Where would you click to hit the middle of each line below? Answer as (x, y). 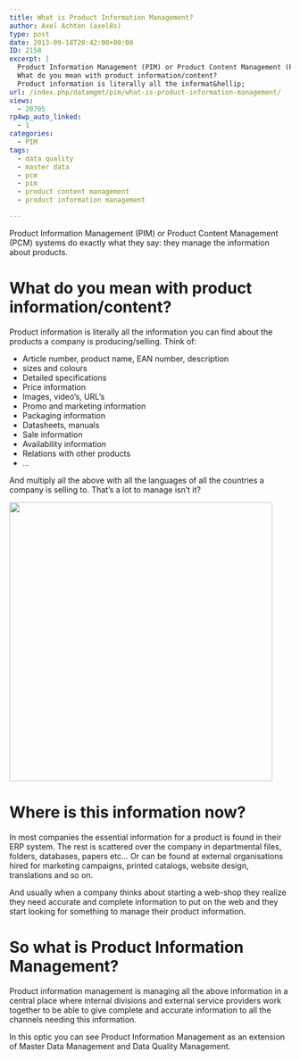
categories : (31, 134)
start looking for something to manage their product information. (128, 911)
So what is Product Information (126, 947)
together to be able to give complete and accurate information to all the (140, 1010)
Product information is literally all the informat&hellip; (131, 84)
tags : (19, 150)
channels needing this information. (73, 1019)
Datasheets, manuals (61, 425)
